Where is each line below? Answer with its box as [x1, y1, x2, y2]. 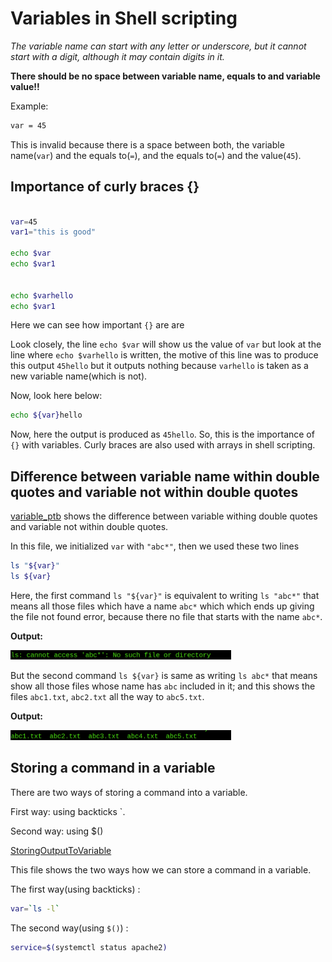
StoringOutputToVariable [10, 844, 112, 856]
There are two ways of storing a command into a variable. [10, 786, 248, 798]
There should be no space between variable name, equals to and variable [10, 70, 321, 82]
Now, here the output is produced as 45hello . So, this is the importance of [10, 428, 315, 441]
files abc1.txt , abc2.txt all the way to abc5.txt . [10, 691, 205, 703]
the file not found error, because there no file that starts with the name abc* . [10, 610, 323, 622]
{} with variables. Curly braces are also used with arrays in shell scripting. [10, 439, 316, 451]
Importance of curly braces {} [10, 178, 200, 196]
